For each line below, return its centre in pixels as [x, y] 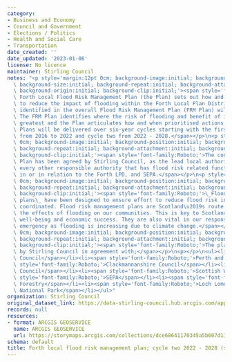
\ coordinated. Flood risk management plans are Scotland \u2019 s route [119, 207]
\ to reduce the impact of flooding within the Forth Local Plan [109, 104]
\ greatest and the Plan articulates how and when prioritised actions [119, 123]
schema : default [30, 342]
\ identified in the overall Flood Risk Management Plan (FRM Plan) [114, 110]
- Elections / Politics [41, 33]
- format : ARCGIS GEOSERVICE [49, 323]
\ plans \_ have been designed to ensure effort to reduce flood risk [115, 200]
